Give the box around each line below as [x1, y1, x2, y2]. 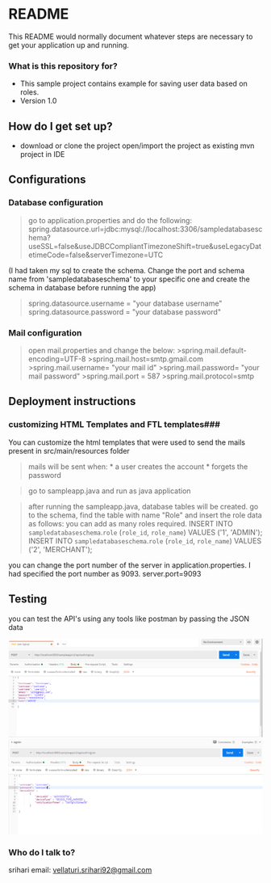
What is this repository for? [8, 60, 119, 71]
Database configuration [8, 197, 103, 209]
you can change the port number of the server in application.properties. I [8, 560, 252, 570]
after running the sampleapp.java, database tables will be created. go [27, 501, 259, 511]
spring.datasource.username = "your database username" [27, 298, 223, 308]
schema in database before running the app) [8, 282, 156, 292]
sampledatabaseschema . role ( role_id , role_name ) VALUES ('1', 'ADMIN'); [27, 527, 263, 537]
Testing [8, 592, 48, 606]
